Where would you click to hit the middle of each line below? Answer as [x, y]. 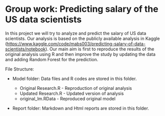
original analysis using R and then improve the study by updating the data [80, 54]
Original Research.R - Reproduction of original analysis [76, 88]
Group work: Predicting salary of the [82, 9]
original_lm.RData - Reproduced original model [68, 98]
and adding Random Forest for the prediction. [52, 59]
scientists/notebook [25, 49]
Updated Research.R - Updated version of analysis [72, 93]
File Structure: [20, 69]
